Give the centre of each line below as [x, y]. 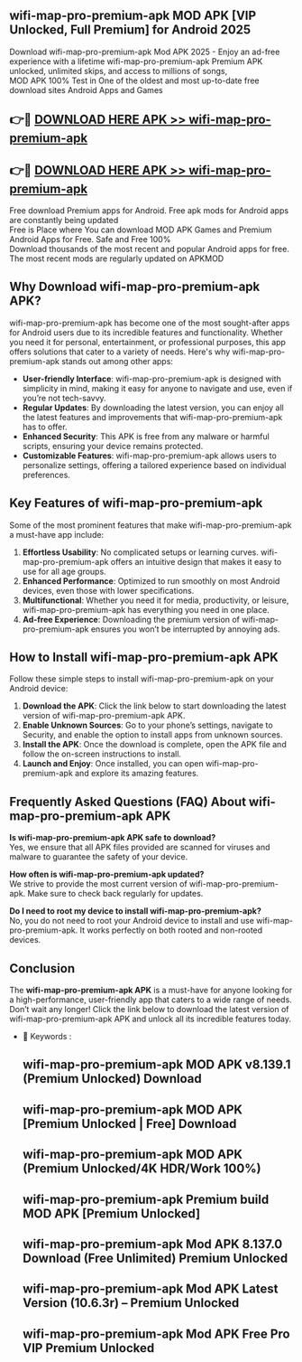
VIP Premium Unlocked [88, 1348]
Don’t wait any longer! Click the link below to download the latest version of [150, 1010]
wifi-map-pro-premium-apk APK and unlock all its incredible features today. [150, 1019]
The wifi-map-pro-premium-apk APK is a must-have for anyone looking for [151, 991]
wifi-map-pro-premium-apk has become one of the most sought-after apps [150, 323]
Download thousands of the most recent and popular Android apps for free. [150, 249]
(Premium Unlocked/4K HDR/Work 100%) [142, 1169]
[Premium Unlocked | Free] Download [129, 1124]
